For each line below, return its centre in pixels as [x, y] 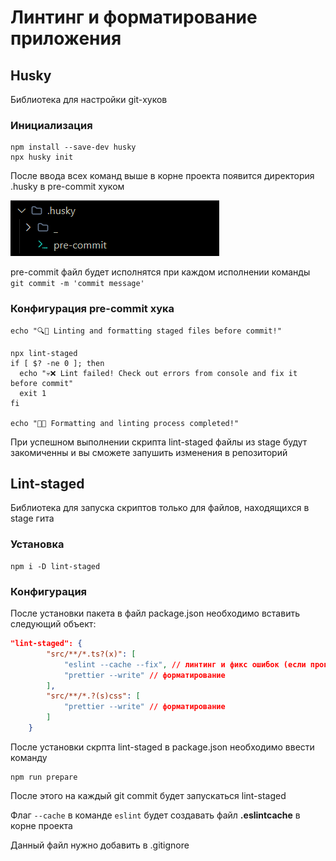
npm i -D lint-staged [55, 566]
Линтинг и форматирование [134, 17]
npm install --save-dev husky [73, 147]
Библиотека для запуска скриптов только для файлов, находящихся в [160, 508]
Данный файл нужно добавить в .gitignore [100, 845]
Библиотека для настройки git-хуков [89, 99]
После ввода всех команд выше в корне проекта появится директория [162, 176]
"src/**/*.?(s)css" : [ [93, 696]
